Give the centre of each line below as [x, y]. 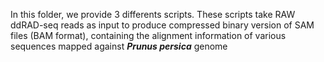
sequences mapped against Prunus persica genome [119, 46]
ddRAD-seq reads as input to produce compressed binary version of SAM [162, 25]
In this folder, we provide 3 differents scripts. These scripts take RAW [153, 14]
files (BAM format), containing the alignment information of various [148, 35]
